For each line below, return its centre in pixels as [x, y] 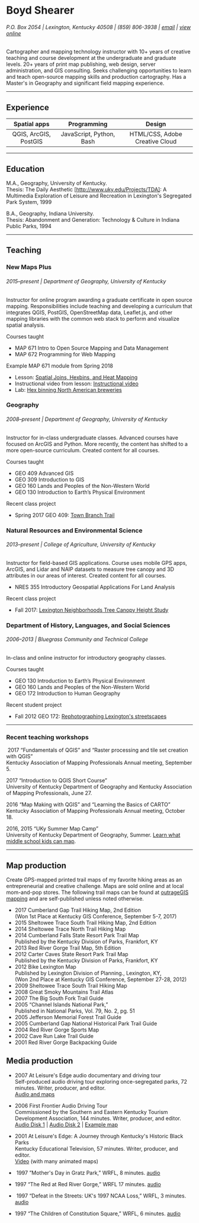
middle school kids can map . [41, 841]
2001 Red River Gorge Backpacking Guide [66, 1042]
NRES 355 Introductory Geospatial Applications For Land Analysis [95, 587]
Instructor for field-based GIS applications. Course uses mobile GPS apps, [97, 563]
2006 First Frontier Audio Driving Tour [61, 1106]
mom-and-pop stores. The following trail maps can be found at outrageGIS [97, 892]
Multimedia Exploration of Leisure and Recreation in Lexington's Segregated [99, 196]
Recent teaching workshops [47, 737]
